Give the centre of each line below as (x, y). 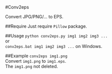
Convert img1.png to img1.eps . (36, 61)
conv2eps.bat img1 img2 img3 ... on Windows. (54, 46)
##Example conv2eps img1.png (36, 56)
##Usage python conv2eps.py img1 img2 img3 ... (56, 36)
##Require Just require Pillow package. (46, 26)
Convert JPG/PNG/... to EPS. (34, 17)
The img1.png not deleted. (32, 66)
